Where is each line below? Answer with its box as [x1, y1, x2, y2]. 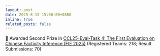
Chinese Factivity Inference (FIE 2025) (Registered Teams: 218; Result [5, 41, 152, 47]
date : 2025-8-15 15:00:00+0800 [5, 12, 72, 17]
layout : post [5, 7, 33, 13]
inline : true [5, 17, 33, 22]
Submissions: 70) [5, 46, 42, 52]
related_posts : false [5, 21, 51, 27]
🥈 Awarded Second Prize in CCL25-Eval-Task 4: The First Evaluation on [5, 35, 155, 41]
